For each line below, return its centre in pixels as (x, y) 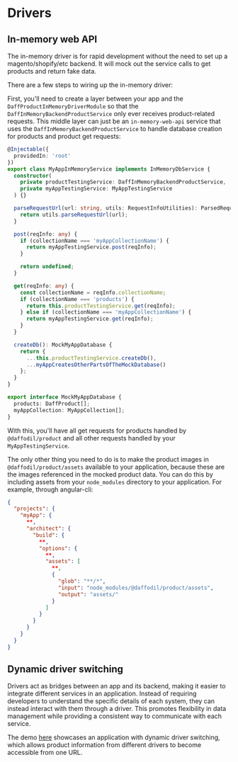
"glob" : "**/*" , (82, 581)
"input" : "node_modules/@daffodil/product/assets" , (136, 588)
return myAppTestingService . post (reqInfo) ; (91, 247)
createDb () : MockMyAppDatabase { (63, 345)
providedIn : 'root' (42, 156)
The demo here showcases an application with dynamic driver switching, (114, 737)
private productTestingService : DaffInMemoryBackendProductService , (123, 182)
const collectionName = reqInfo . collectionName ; (93, 292)
